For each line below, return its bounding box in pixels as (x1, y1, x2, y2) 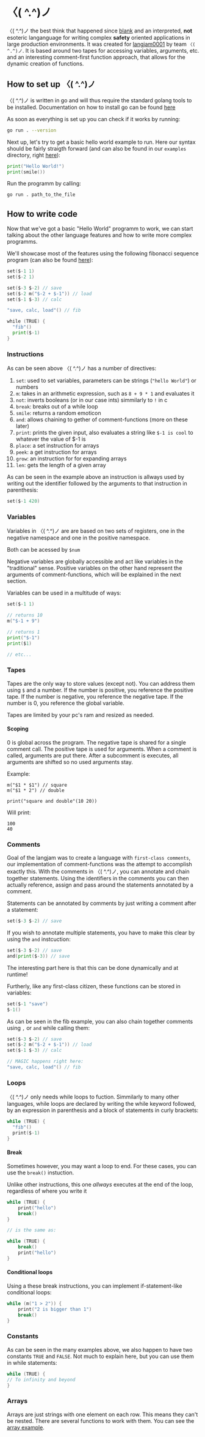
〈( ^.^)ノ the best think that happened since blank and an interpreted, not (7, 27, 193, 34)
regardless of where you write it (7, 1187, 87, 1195)
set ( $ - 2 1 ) (7, 274, 35, 280)
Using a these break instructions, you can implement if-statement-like (7, 1282, 182, 1289)
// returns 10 (7, 612, 43, 618)
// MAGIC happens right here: (7, 1059, 84, 1065)
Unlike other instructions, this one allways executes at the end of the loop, (7, 1180, 194, 1188)
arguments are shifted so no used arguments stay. (7, 758, 133, 765)
